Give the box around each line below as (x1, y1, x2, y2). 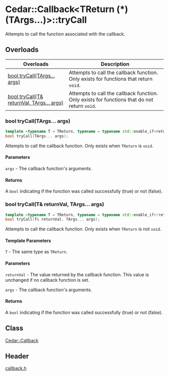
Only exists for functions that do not (68, 96, 153, 103)
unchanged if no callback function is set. (5, 277, 90, 283)
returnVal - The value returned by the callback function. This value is (5, 271, 149, 278)
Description (100, 60, 130, 68)
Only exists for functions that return (68, 75, 153, 82)
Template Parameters (5, 237, 51, 243)
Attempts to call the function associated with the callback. (5, 31, 125, 37)
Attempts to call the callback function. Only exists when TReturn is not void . (5, 226, 161, 232)
